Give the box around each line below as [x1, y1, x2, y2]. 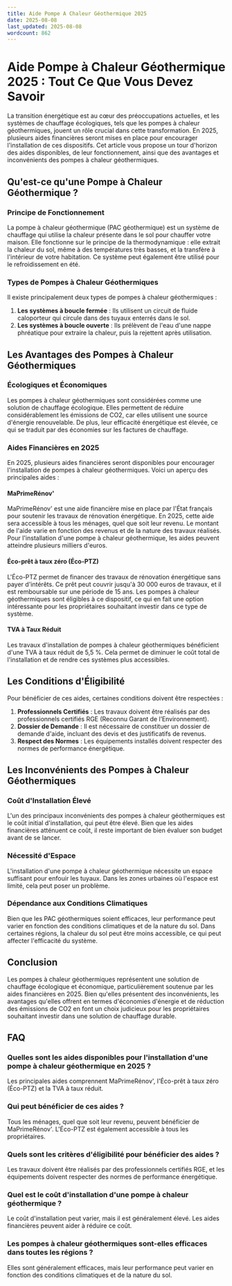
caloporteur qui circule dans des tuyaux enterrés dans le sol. [17, 314, 190, 322]
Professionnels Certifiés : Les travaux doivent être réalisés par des [17, 707, 211, 716]
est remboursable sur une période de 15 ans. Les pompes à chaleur [7, 587, 199, 596]
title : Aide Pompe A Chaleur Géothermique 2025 [7, 10, 148, 17]
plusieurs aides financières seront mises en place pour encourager [7, 134, 198, 142]
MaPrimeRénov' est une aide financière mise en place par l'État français [7, 504, 213, 513]
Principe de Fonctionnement [7, 207, 105, 217]
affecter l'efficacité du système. [7, 936, 98, 944]
